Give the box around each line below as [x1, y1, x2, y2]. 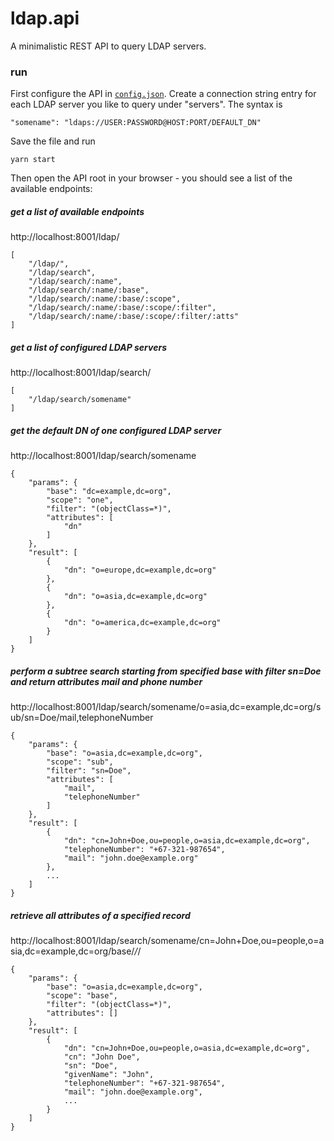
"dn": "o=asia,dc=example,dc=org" [63, 592, 208, 602]
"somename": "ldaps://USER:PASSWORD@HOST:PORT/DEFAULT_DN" [10, 118, 262, 128]
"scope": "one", [46, 495, 114, 506]
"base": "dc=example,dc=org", [46, 487, 172, 497]
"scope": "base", [46, 991, 118, 1001]
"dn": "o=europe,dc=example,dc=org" [63, 565, 217, 576]
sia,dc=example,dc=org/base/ [10, 945, 135, 957]
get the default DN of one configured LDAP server [10, 424, 222, 436]
